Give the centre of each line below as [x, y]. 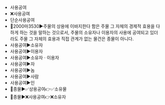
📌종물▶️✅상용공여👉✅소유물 [38, 89]
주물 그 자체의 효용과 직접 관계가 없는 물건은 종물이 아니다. [76, 39]
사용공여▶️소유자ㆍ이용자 [35, 58]
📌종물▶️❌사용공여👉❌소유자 [38, 97]
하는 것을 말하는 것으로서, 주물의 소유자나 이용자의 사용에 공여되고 [84, 32]
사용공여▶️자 [22, 64]
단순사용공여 [22, 20]
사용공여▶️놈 [22, 70]
